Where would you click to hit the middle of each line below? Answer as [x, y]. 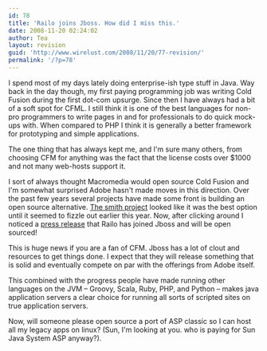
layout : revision [37, 45]
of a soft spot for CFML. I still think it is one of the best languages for [121, 108]
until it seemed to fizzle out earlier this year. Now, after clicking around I [126, 215]
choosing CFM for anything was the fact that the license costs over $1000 [130, 157]
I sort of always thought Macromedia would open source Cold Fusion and [129, 181]
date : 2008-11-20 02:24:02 [53, 30]
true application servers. [49, 306]
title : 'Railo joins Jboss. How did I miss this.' [94, 23]
